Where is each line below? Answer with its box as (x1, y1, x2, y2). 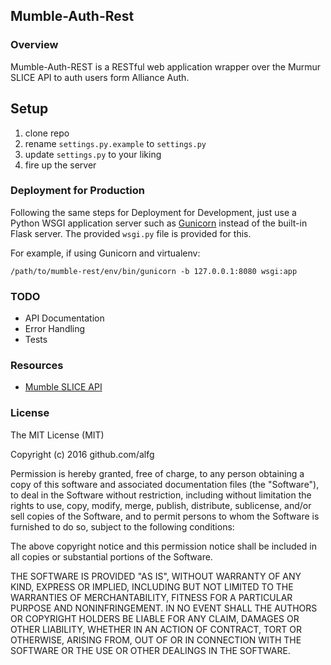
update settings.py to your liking (24, 148, 162, 160)
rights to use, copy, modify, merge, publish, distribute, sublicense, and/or (10, 499, 312, 511)
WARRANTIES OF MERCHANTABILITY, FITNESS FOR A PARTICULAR (10, 591, 293, 603)
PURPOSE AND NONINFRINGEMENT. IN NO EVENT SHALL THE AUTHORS (10, 602, 318, 614)
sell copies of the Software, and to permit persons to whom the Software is (10, 510, 320, 522)
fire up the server (24, 159, 97, 171)
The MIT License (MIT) (10, 429, 105, 441)
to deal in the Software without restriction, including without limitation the (10, 489, 312, 501)
